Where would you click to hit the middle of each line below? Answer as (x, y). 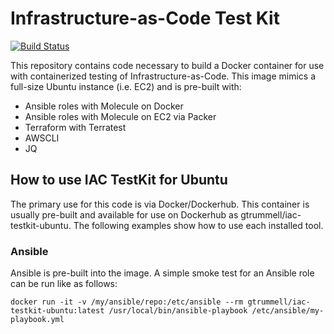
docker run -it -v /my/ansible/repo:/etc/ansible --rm (127, 302)
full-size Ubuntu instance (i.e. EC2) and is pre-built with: (126, 86)
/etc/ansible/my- (288, 311)
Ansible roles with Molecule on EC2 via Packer (120, 116)
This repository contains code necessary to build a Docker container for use (167, 65)
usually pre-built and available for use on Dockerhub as (124, 214)
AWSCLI (42, 138)
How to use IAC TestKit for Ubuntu (119, 180)
